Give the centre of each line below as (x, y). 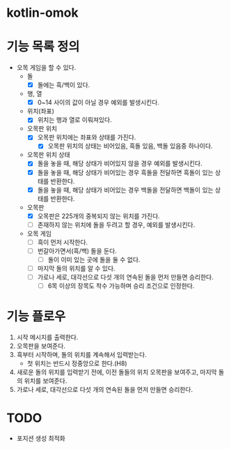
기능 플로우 (36, 317)
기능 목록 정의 (43, 47)
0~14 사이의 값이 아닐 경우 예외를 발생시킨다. (98, 102)
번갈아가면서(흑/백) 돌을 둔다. (77, 251)
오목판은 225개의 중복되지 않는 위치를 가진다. (99, 216)
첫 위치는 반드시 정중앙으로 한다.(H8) (77, 363)
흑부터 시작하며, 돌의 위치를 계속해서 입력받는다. (82, 355)
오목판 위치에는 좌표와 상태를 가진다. (87, 137)
